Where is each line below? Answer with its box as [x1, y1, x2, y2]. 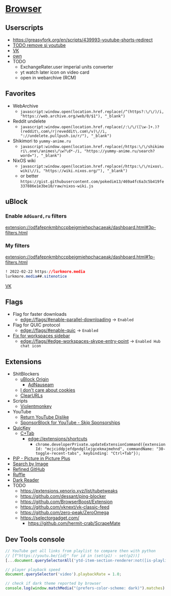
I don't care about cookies [20, 387, 75, 393]
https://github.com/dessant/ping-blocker [20, 493, 106, 499]
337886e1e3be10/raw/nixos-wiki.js [20, 184, 94, 189]
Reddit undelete [12, 118, 46, 124]
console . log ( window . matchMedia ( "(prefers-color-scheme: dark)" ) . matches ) [5, 586, 165, 591]
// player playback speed [5, 567, 60, 572]
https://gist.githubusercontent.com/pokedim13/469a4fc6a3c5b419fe [20, 179, 164, 184]
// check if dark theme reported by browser [5, 581, 101, 586]
